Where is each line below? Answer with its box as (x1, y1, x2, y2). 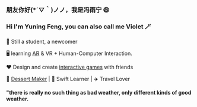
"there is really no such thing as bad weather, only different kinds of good (6, 89, 192, 96)
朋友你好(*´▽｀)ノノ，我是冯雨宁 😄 (6, 5, 110, 14)
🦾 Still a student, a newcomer (6, 38, 78, 46)
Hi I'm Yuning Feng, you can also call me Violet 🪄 (6, 22, 151, 31)
